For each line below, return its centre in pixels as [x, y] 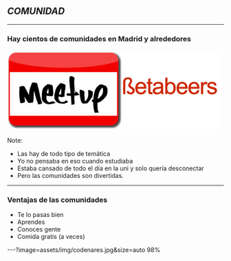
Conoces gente [39, 229]
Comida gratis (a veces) [51, 237]
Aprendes [31, 222]
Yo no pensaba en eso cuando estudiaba [75, 161]
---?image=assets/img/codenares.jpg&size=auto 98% [84, 250]
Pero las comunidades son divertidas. [70, 176]
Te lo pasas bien [40, 215]
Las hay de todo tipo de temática [64, 154]
